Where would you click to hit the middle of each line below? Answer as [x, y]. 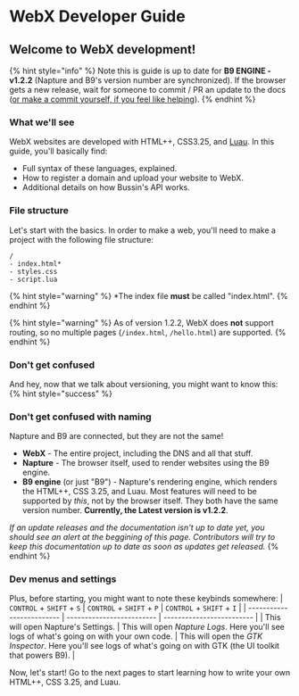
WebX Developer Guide [97, 17]
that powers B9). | [42, 655]
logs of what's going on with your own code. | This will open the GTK [136, 636]
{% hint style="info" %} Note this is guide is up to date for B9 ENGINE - [141, 70]
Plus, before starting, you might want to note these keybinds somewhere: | [146, 599]
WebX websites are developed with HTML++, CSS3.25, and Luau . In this [142, 142]
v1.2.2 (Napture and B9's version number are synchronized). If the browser [148, 80]
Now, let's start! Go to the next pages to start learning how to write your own [150, 673]
